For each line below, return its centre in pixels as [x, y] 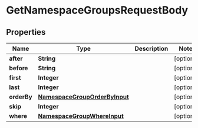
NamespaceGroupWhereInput [81, 116]
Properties [26, 32]
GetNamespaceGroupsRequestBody [97, 10]
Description [151, 49]
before [19, 68]
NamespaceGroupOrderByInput [84, 97]
